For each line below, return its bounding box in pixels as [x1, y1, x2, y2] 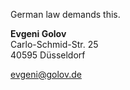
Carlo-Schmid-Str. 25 [10, 39, 99, 50]
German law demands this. [10, 9, 121, 20]
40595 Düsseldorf [10, 49, 86, 61]
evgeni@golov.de [10, 69, 82, 80]
